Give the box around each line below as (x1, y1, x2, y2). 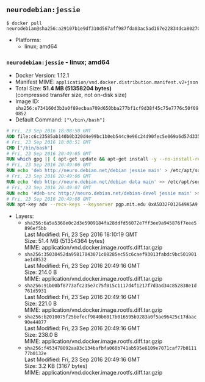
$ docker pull (6, 20, 43, 26)
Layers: (15, 212, 34, 220)
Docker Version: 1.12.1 (15, 72, 70, 79)
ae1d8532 (24, 257, 47, 263)
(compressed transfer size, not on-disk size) (15, 92, 127, 99)
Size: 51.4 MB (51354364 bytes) (24, 237, 105, 245)
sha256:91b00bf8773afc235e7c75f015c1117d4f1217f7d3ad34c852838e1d (24, 283, 197, 289)
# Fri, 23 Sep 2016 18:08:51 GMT (6, 139, 92, 145)
